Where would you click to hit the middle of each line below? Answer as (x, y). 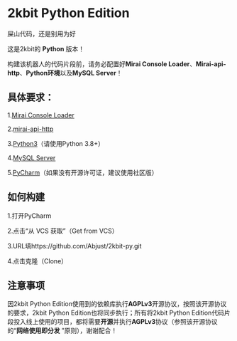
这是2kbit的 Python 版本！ (46, 48)
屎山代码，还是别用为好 (42, 33)
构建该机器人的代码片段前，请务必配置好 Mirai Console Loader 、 (102, 64)
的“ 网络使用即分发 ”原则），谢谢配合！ (62, 331)
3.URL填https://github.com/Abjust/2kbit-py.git (75, 246)
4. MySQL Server (32, 157)
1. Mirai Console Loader (41, 115)
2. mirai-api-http (31, 129)
